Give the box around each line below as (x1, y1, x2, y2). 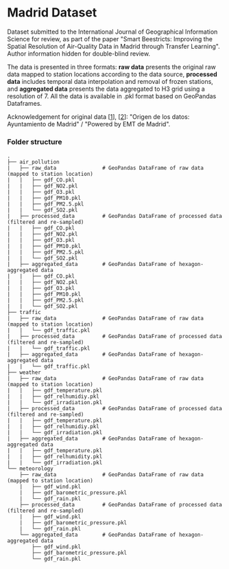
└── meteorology (7, 465, 53, 472)
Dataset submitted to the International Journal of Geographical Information (7, 27, 218, 36)
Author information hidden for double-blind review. (7, 49, 151, 58)
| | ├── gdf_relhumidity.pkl (7, 454, 103, 460)
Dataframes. (7, 99, 43, 107)
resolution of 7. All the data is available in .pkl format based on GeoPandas (7, 91, 217, 100)
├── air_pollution (7, 159, 60, 166)
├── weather (7, 369, 41, 376)
